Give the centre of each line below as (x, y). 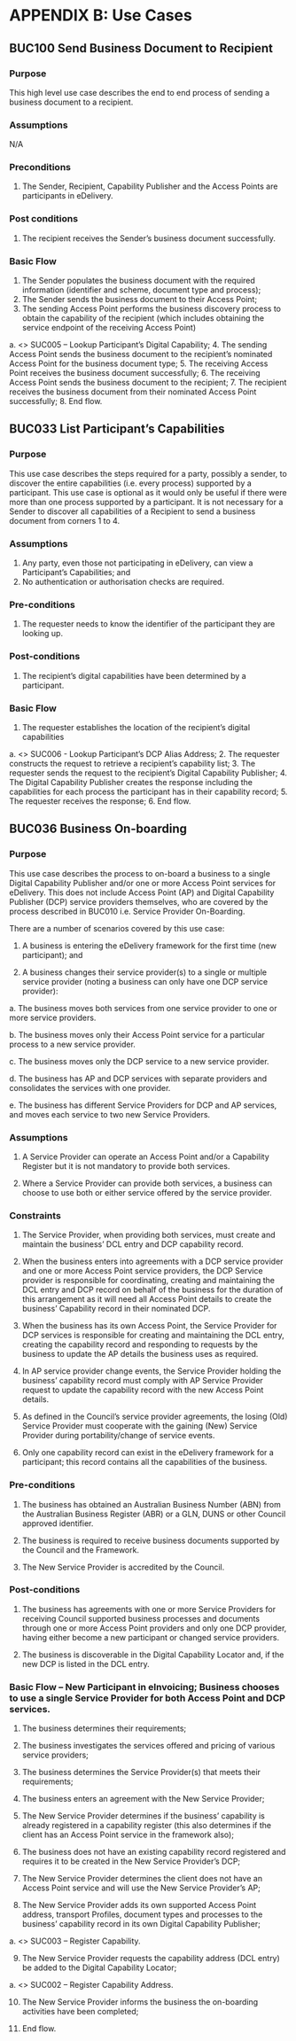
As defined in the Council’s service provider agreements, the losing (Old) (155, 1417)
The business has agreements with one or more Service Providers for (149, 1609)
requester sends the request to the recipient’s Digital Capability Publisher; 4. (148, 773)
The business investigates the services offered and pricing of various (148, 1746)
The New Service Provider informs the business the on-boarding (140, 2002)
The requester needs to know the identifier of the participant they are (148, 624)
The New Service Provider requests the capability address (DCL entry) (151, 1959)
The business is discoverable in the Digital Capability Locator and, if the (153, 1655)
